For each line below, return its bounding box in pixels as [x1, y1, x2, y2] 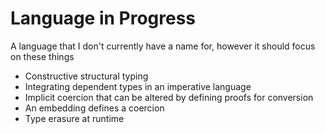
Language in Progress [10, 7, 197, 30]
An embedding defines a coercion [24, 102, 165, 114]
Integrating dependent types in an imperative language [24, 80, 252, 92]
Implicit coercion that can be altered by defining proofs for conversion [24, 91, 314, 103]
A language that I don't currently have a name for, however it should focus [10, 40, 316, 52]
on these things [10, 50, 75, 62]
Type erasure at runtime [24, 112, 125, 124]
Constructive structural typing [24, 70, 149, 82]
